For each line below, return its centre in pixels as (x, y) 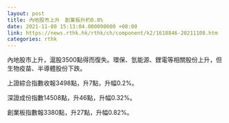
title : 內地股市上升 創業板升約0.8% (55, 20)
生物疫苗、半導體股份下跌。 (47, 68)
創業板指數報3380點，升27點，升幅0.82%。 (70, 113)
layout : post (26, 13)
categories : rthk (32, 39)
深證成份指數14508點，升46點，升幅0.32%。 (72, 98)
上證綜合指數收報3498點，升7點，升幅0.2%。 (73, 83)
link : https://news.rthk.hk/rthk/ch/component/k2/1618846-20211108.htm (112, 33)
